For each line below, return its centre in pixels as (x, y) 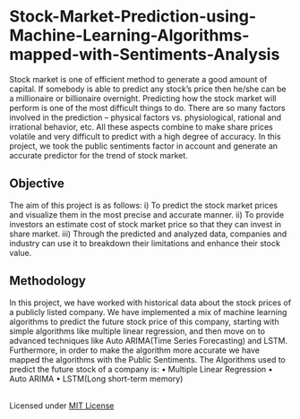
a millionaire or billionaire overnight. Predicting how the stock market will (143, 98)
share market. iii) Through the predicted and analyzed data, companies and (148, 234)
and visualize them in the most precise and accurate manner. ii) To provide (147, 214)
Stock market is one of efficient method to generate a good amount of (138, 79)
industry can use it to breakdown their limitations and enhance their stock (145, 243)
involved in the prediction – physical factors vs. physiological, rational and (146, 117)
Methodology (48, 281)
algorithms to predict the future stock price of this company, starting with (144, 321)
